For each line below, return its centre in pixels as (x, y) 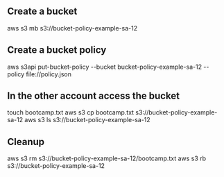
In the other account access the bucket (94, 96)
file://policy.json (49, 74)
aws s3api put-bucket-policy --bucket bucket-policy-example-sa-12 (105, 67)
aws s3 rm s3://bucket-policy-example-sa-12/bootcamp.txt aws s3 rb (107, 158)
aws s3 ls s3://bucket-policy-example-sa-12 (87, 120)
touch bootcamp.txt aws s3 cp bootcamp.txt (70, 112)
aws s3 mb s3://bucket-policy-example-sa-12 (72, 28)
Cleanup (26, 142)
